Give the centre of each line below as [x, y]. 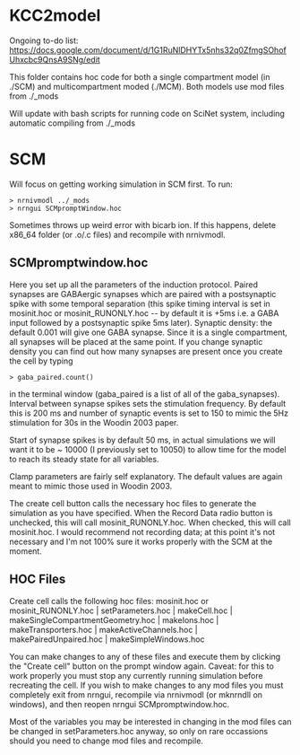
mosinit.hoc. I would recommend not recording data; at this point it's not [142, 531]
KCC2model [55, 16]
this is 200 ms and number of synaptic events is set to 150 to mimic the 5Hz [149, 413]
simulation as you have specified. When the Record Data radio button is [141, 513]
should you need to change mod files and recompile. [107, 741]
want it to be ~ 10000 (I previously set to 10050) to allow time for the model [148, 449]
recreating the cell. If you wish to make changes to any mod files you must [146, 685]
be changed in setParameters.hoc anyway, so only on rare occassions [139, 731]
